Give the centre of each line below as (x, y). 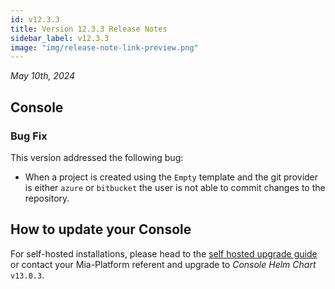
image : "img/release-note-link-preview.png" (104, 47)
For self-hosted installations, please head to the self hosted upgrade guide (164, 253)
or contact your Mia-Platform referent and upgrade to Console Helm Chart (163, 264)
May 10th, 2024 (43, 76)
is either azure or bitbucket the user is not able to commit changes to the (175, 187)
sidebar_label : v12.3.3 (60, 38)
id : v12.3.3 (35, 19)
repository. (47, 198)
